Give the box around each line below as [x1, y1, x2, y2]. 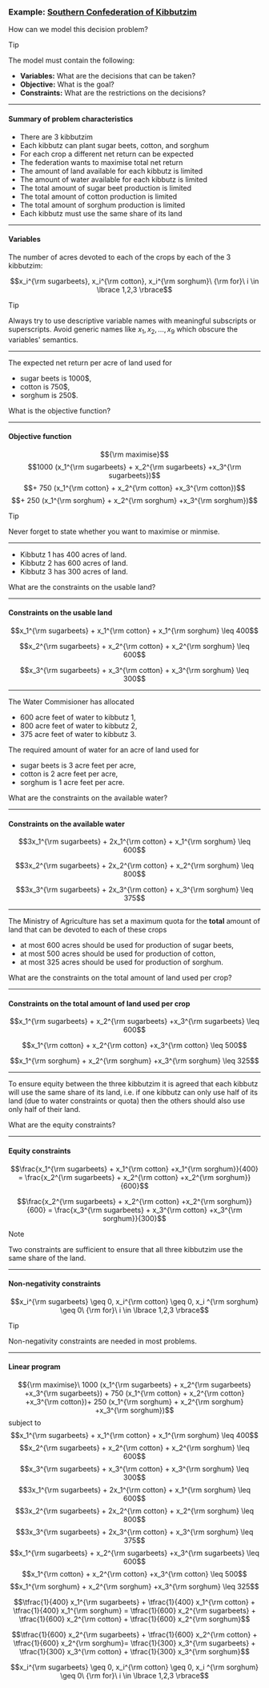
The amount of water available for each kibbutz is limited [19, 175, 208, 184]
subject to [8, 1417, 42, 1428]
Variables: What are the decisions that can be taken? [19, 71, 196, 81]
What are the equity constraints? [8, 1120, 116, 1130]
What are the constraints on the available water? [8, 792, 168, 803]
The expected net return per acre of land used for [8, 357, 172, 367]
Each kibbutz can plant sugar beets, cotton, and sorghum [19, 140, 210, 150]
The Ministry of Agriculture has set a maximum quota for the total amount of [8, 917, 260, 926]
